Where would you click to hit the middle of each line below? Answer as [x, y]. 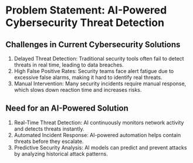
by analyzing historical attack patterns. [61, 154]
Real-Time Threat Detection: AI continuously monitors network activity [99, 122]
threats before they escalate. [49, 141]
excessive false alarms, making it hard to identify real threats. [88, 77]
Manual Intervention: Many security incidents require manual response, [100, 84]
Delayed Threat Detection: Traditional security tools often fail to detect [99, 59]
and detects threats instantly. [49, 129]
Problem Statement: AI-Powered [86, 10]
